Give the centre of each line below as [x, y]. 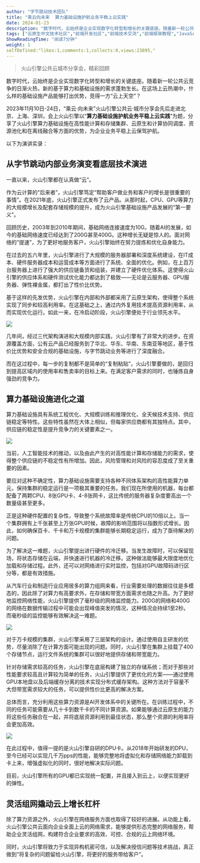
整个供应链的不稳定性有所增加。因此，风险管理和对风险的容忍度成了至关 [100, 461]
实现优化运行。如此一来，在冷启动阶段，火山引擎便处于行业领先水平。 [97, 312]
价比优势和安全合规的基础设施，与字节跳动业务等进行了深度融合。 [87, 351]
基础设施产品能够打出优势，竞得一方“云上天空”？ [82, 95]
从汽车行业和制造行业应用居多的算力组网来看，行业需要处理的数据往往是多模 [100, 586]
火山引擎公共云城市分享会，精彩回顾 [65, 68]
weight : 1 [18, 45]
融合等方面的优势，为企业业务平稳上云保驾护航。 [102, 131]
